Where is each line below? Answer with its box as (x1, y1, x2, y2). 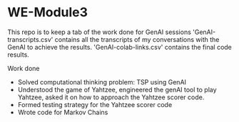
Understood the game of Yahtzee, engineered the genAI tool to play (17, 85, 217, 94)
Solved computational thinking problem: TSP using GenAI (17, 77, 187, 86)
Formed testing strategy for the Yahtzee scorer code (17, 100, 173, 109)
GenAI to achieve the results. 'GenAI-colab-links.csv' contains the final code (7, 43, 232, 51)
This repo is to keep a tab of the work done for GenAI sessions (7, 28, 191, 36)
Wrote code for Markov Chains (17, 108, 108, 116)
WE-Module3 (7, 4, 88, 21)
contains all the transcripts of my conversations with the (54, 35, 220, 43)
